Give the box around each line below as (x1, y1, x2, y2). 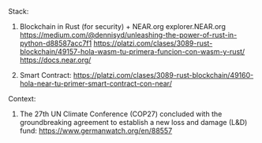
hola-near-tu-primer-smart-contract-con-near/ (19, 79, 172, 88)
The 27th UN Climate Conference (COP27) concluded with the (19, 109, 223, 119)
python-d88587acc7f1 (19, 38, 92, 48)
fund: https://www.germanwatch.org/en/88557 (19, 126, 173, 135)
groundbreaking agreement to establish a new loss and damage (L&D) (19, 118, 248, 126)
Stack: (8, 7, 29, 16)
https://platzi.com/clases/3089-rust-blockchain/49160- (73, 71, 254, 79)
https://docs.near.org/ (19, 55, 92, 64)
